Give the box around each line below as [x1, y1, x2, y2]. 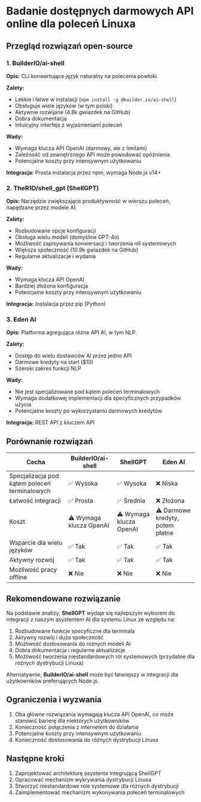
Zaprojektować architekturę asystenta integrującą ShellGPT [14, 770, 162, 777]
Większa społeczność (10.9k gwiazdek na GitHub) [14, 246, 139, 253]
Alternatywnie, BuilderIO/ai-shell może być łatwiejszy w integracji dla [6, 671, 178, 678]
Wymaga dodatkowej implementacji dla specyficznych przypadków [14, 394, 181, 402]
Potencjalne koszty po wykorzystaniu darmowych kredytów [14, 407, 163, 415]
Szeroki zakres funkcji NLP [14, 365, 81, 372]
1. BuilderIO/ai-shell [6, 59, 65, 67]
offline [9, 573, 28, 582]
